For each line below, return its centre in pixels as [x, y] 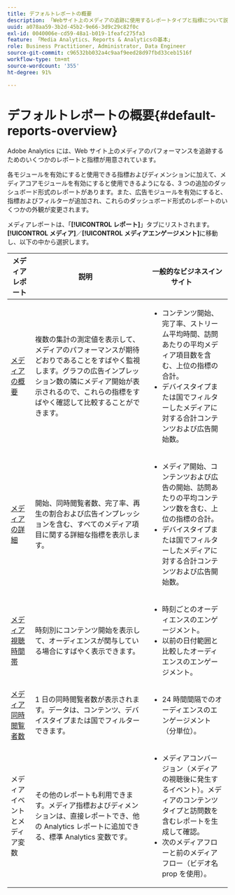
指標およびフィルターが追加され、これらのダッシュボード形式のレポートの [114, 201]
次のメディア [183, 842]
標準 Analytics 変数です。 [90, 837]
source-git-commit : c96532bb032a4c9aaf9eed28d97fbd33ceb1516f [100, 53]
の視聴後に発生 [186, 779]
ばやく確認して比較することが [84, 402]
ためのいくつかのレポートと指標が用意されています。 [84, 160]
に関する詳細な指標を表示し [87, 535]
